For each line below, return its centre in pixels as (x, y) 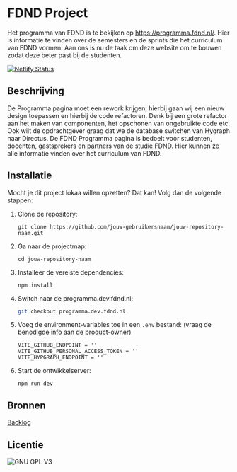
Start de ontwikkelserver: (54, 371)
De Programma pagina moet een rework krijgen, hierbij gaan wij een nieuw (116, 108)
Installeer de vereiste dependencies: (70, 272)
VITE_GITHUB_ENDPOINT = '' (57, 345)
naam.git (30, 233)
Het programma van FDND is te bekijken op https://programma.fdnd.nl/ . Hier (118, 33)
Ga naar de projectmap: (52, 246)
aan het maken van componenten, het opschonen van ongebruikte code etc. (119, 123)
